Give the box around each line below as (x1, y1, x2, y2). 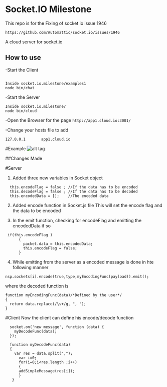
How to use (5, 53, 41, 62)
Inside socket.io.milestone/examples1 (5, 81, 86, 86)
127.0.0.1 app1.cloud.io (5, 137, 71, 142)
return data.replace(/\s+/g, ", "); (10, 301, 86, 306)
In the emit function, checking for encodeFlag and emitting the (12, 217, 142, 223)
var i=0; (18, 355, 37, 360)
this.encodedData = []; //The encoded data (10, 193, 109, 199)
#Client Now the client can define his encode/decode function (5, 314, 134, 320)
